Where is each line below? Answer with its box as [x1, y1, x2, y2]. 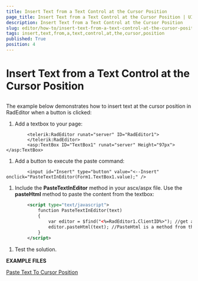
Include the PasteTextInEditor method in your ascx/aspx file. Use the [14, 184, 183, 191]
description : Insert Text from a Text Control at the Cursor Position [6, 19, 183, 25]
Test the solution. [14, 246, 57, 253]
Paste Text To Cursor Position [6, 269, 78, 276]
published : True [6, 36, 46, 42]
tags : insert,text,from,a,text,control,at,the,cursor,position [6, 31, 165, 37]
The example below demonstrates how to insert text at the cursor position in [6, 103, 192, 110]
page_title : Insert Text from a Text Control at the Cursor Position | [6, 14, 186, 20]
